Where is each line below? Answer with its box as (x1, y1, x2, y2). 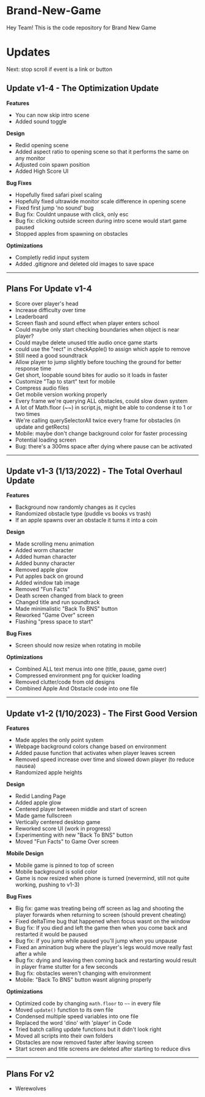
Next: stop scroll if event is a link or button (6, 65, 113, 73)
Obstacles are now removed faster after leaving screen (15, 1039, 154, 1046)
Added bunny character (15, 559, 75, 567)
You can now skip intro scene (15, 111, 90, 118)
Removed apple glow (15, 566, 68, 574)
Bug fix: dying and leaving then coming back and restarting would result (15, 957, 196, 964)
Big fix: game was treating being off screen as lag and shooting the (15, 905, 184, 912)
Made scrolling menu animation (15, 540, 95, 547)
